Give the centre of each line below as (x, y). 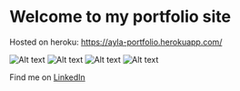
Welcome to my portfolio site (120, 17)
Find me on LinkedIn (48, 77)
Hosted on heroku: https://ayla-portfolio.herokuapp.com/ (116, 42)
